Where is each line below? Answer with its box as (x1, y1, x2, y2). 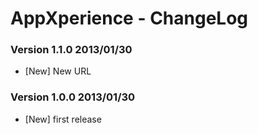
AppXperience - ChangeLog (10, 7, 249, 30)
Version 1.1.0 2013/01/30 (10, 43, 133, 57)
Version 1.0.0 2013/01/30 (10, 90, 136, 104)
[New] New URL (24, 65, 92, 77)
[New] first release (24, 113, 102, 125)
